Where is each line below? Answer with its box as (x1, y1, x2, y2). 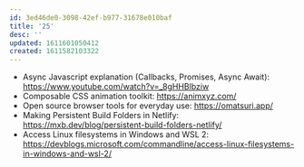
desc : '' (9, 30, 43, 39)
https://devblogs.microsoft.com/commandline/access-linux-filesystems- (22, 139, 295, 150)
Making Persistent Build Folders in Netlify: (22, 110, 180, 121)
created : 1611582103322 (9, 47, 100, 56)
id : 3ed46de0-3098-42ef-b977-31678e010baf (9, 13, 172, 23)
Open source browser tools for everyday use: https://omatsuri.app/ (22, 100, 274, 111)
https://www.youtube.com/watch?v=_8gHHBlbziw (22, 81, 210, 92)
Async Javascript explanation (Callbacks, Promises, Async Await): (22, 71, 270, 82)
